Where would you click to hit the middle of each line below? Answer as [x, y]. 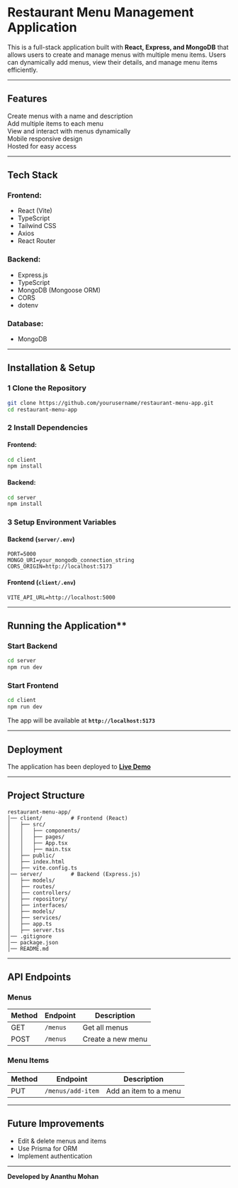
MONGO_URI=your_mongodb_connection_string [71, 561]
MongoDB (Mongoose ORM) [59, 290]
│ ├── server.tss [36, 930]
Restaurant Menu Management [101, 12]
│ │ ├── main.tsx [39, 849]
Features [27, 99]
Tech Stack [33, 175]
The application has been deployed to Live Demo [79, 766]
